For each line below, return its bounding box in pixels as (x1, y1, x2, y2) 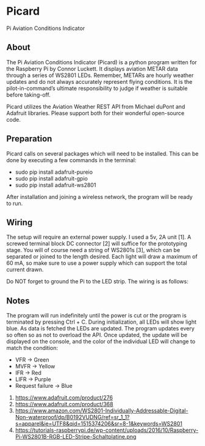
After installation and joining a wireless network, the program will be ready (6, 193, 193, 200)
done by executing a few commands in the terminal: (6, 156, 137, 163)
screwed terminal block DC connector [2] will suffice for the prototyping (6, 240, 187, 247)
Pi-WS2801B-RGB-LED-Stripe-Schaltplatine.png (15, 433, 137, 440)
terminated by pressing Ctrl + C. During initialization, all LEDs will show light (6, 318, 197, 325)
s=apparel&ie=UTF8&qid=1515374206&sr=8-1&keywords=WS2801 (15, 420, 183, 428)
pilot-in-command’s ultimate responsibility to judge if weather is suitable (6, 84, 188, 92)
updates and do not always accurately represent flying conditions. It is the (6, 78, 193, 85)
